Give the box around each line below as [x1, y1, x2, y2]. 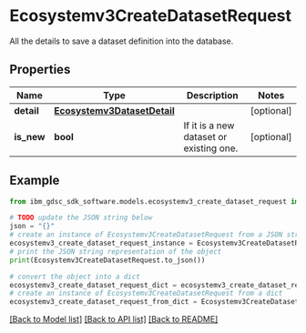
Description [186, 88, 239, 101]
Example [9, 173, 60, 188]
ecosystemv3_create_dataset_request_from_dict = [9, 298, 198, 307]
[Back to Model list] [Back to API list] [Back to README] [9, 314, 219, 325]
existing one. [183, 142, 239, 155]
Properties [9, 62, 71, 77]
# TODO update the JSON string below [9, 213, 153, 223]
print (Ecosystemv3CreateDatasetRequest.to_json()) [9, 256, 206, 265]
